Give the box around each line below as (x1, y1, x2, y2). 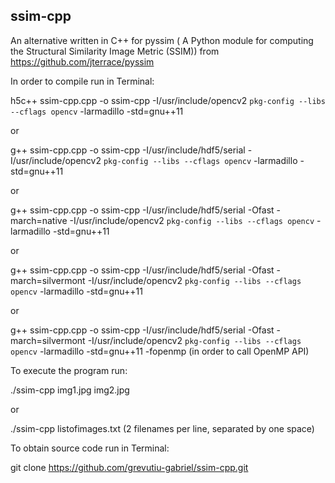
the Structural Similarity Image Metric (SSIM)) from (10, 45, 220, 57)
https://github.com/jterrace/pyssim (10, 55, 155, 68)
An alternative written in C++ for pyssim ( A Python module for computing (10, 34, 314, 46)
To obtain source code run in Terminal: (10, 442, 170, 454)
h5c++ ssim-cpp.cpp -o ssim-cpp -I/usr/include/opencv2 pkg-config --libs (10, 94, 326, 106)
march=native (10, 214, 68, 226)
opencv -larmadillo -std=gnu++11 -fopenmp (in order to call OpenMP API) (10, 345, 310, 357)
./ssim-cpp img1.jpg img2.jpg (10, 384, 130, 396)
